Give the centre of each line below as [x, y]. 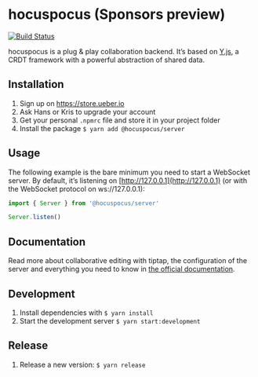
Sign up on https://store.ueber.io [72, 103]
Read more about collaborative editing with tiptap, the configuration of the [128, 261]
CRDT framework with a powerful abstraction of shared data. [107, 60]
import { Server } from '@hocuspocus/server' [84, 203]
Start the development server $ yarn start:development [110, 320]
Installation [36, 84]
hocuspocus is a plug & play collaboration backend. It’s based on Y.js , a [124, 51]
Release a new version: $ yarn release [82, 364]
